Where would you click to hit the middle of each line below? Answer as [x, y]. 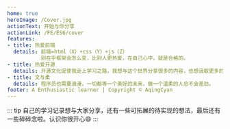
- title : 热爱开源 [31, 64]
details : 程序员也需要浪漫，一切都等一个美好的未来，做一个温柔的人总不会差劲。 [114, 84]
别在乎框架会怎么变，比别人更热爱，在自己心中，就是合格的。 [115, 58]
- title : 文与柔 [29, 77]
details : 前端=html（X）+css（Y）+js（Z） [71, 52]
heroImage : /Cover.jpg [39, 20]
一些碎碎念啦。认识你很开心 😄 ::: [53, 119]
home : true [23, 13]
